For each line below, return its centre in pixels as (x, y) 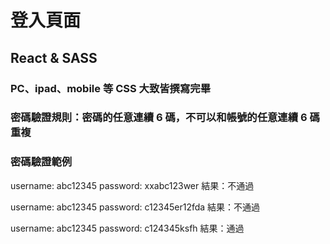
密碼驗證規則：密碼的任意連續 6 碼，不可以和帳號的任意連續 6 (159, 118)
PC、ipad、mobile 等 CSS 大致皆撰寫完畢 (111, 88)
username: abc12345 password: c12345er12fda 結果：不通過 (135, 207)
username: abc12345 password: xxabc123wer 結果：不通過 (132, 185)
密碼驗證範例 (41, 162)
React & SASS (54, 57)
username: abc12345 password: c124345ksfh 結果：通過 (127, 228)
